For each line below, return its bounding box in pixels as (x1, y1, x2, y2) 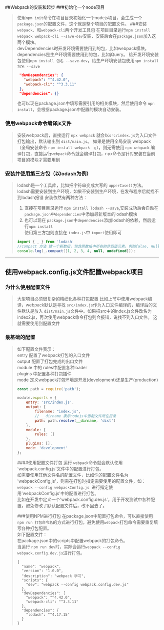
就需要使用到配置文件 (17, 321, 60, 327)
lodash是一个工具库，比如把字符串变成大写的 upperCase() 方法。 (17, 182, 146, 188)
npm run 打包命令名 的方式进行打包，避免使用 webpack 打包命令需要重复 (17, 519, 154, 525)
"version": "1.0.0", (21, 568, 63, 573)
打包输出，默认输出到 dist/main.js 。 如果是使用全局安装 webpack (17, 138, 151, 144)
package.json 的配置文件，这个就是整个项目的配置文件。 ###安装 (17, 21, 147, 27)
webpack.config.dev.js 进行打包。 (17, 549, 85, 556)
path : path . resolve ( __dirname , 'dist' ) (35, 418, 116, 423)
